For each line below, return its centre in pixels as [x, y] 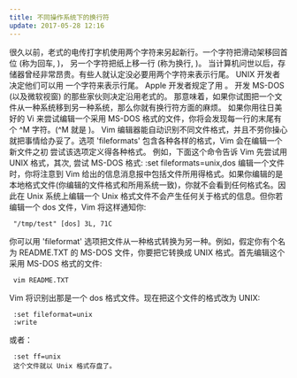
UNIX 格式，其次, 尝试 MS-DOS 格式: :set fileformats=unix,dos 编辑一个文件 [147, 162]
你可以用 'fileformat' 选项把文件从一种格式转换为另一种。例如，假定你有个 [144, 241]
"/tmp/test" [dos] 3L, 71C [63, 224]
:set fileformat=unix [53, 314]
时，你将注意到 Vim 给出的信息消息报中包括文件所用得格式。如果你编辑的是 [146, 174]
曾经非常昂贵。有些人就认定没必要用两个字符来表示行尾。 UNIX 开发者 [152, 74]
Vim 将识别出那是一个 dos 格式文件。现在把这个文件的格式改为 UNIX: [135, 297]
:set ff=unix [37, 356]
